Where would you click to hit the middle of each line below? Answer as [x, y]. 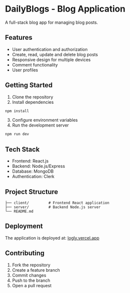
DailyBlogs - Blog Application [65, 9]
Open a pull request [32, 285]
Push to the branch [31, 280]
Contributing [25, 253]
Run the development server [41, 125]
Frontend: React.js [30, 161]
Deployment [24, 226]
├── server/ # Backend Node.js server [53, 207]
